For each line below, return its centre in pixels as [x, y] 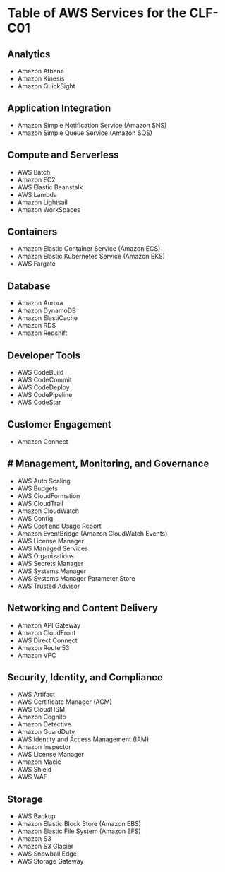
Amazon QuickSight [46, 86]
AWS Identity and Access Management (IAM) [83, 739]
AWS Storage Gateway [50, 861]
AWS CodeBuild [41, 372]
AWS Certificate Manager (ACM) [65, 702]
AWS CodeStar [39, 402]
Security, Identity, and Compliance [85, 677]
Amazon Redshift [42, 333]
